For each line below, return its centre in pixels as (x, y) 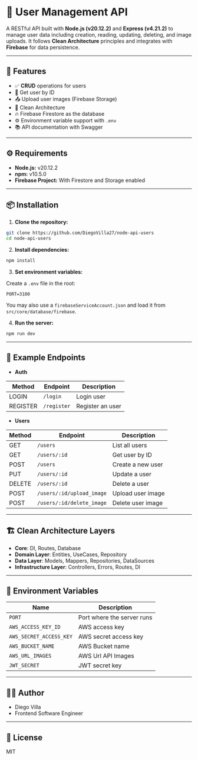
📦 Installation (32, 205)
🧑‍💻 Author (25, 693)
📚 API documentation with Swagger (59, 127)
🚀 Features (26, 71)
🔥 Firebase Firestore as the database (60, 113)
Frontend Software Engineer (49, 713)
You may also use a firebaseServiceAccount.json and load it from (86, 305)
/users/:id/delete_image (72, 503)
